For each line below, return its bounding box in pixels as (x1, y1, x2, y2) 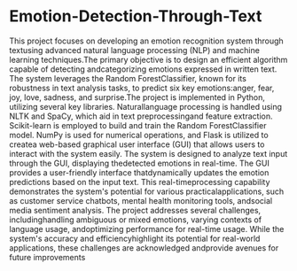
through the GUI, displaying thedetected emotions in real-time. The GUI (9, 158, 270, 168)
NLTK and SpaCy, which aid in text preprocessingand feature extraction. (9, 111, 273, 121)
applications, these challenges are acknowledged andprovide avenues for (9, 242, 279, 253)
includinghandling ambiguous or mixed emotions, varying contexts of (9, 214, 262, 225)
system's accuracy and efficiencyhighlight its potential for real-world (9, 233, 261, 244)
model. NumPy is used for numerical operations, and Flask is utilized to (9, 129, 269, 140)
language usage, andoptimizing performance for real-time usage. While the (9, 223, 285, 234)
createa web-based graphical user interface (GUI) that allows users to (9, 139, 265, 150)
